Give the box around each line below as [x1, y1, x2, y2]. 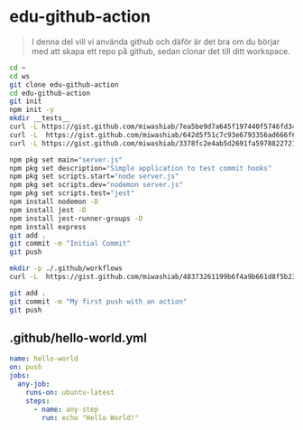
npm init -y [9, 106, 54, 115]
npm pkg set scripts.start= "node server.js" [9, 172, 179, 182]
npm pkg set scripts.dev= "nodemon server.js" [9, 181, 183, 190]
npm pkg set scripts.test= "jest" [9, 189, 135, 198]
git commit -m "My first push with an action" [9, 296, 188, 306]
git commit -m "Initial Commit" [9, 239, 131, 248]
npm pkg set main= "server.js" [9, 155, 124, 164]
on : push [9, 363, 42, 372]
